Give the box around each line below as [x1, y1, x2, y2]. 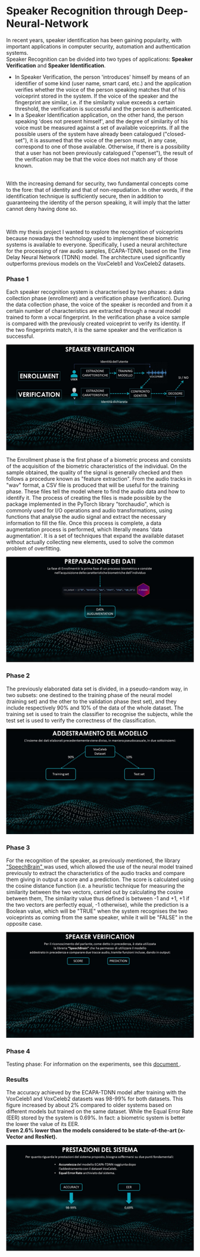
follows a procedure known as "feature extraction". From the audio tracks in [6, 475, 192, 482]
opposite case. [6, 920, 43, 928]
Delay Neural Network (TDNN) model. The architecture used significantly [6, 253, 186, 260]
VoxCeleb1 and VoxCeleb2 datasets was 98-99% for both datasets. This [6, 1095, 183, 1103]
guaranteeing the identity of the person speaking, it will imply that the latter [6, 198, 190, 206]
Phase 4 [6, 1047, 31, 1055]
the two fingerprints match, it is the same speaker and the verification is [6, 326, 183, 334]
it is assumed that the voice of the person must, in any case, [29, 136, 177, 144]
